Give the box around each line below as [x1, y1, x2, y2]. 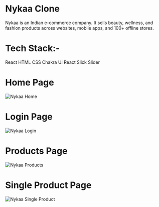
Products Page [5, 145, 68, 156]
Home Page [5, 77, 54, 88]
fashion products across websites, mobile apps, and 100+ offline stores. [5, 25, 154, 31]
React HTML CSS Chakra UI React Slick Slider [5, 59, 100, 65]
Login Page [5, 111, 53, 122]
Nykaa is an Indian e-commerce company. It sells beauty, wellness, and [5, 20, 153, 26]
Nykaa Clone [5, 3, 60, 15]
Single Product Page [5, 179, 92, 191]
